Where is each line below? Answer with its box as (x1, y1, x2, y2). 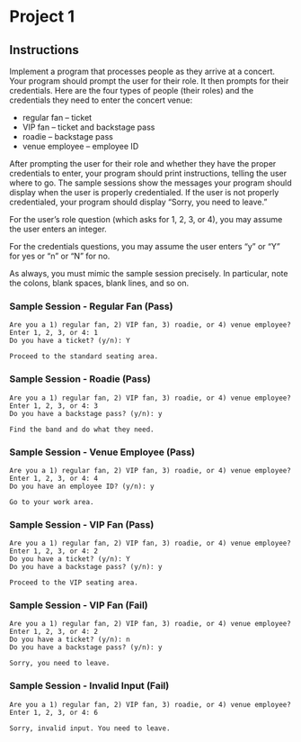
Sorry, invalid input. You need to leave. (9, 723, 171, 733)
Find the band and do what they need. (9, 425, 155, 434)
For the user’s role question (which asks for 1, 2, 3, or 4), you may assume (9, 214, 283, 224)
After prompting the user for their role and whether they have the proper (9, 158, 277, 168)
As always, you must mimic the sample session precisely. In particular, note (9, 268, 288, 278)
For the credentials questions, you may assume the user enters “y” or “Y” (9, 241, 280, 251)
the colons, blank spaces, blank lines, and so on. (9, 277, 190, 288)
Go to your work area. (9, 497, 94, 506)
